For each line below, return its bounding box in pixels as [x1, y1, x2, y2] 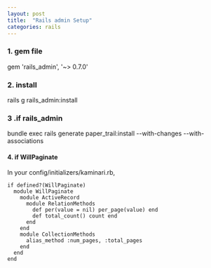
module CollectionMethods [20, 231, 96, 239]
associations [7, 137, 44, 145]
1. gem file [7, 46, 43, 56]
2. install [7, 80, 37, 90]
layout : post [7, 10, 46, 18]
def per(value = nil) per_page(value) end [32, 206, 158, 214]
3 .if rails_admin [7, 113, 63, 123]
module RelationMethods [25, 201, 96, 208]
